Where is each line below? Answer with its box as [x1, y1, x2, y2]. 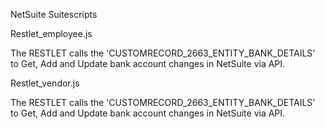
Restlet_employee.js [10, 28, 93, 39]
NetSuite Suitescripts [10, 9, 98, 20]
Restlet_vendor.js [10, 77, 80, 89]
